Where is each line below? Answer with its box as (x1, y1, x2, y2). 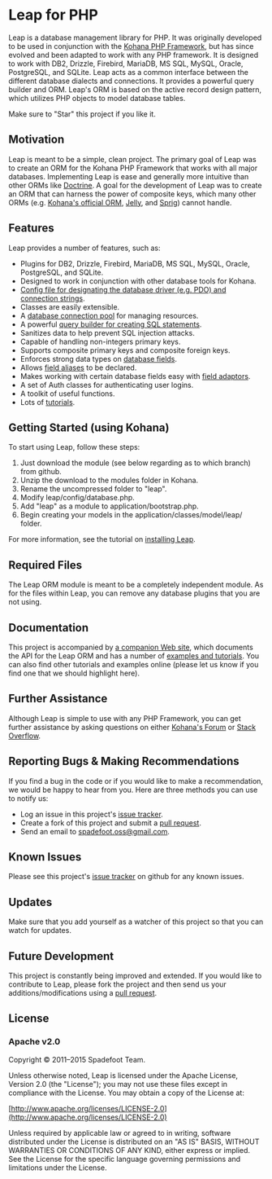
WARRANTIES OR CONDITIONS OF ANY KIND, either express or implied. (8, 1145, 250, 1155)
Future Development (8, 949, 114, 963)
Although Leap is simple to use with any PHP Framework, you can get (8, 713, 241, 723)
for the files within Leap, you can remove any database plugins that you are (8, 588, 261, 598)
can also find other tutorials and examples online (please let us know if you (8, 660, 259, 669)
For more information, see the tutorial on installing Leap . (8, 535, 196, 544)
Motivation (8, 133, 65, 147)
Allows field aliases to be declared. (19, 363, 137, 372)
